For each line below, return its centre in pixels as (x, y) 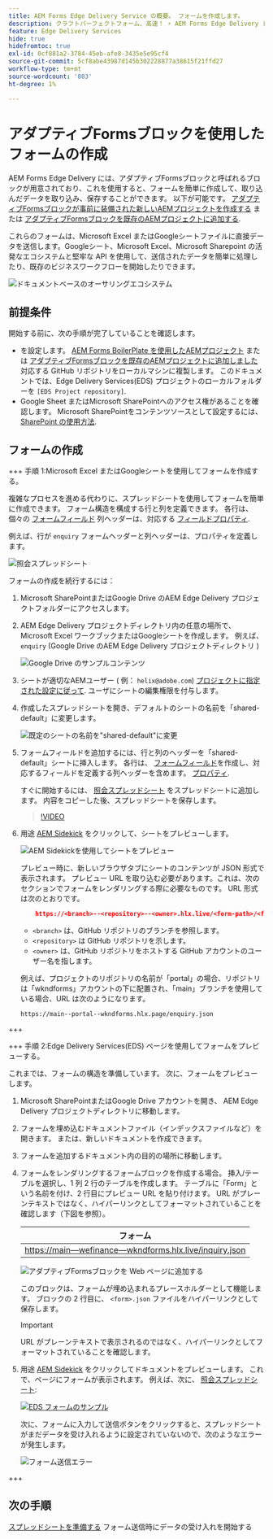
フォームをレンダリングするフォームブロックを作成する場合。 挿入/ (132, 1173)
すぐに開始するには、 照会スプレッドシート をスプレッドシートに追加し (140, 791)
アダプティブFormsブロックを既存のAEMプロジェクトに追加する (132, 219)
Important (37, 1325)
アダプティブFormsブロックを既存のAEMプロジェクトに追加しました (144, 361)
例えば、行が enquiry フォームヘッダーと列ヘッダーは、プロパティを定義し (133, 536)
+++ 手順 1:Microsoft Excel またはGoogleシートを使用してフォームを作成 (130, 471)
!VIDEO (52, 817)
